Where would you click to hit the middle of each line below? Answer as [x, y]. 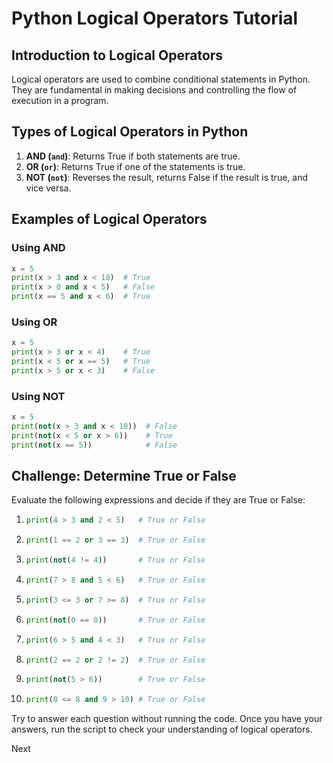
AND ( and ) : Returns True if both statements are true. [133, 156]
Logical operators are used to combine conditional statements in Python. [161, 79]
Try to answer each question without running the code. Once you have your [167, 719]
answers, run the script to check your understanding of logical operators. [162, 729]
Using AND [38, 248]
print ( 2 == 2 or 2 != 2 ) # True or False [115, 660]
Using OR [34, 322]
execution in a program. [60, 100]
